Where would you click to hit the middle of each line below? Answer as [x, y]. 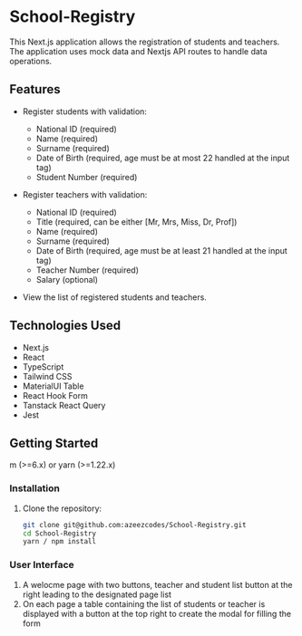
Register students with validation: [85, 111]
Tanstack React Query [64, 405]
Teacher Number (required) [87, 270]
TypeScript [43, 366]
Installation [35, 488]
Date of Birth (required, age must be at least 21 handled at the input [161, 250]
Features [35, 89]
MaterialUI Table [53, 386]
